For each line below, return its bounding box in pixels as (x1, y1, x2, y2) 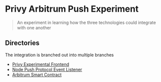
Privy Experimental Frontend (12, 61, 70, 67)
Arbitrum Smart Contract (12, 72, 62, 78)
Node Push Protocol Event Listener (12, 66, 83, 72)
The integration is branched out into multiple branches (5, 52, 114, 58)
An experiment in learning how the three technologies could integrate (17, 20, 156, 25)
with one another (17, 24, 52, 30)
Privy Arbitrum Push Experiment (5, 3, 139, 15)
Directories (5, 39, 40, 47)
